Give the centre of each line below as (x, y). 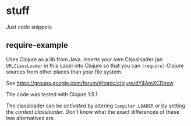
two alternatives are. (31, 118)
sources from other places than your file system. (64, 72)
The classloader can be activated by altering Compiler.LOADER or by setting (95, 106)
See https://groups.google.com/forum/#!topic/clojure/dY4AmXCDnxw (90, 83)
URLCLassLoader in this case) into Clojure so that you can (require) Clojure (95, 65)
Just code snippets (29, 27)
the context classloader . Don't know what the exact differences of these (93, 111)
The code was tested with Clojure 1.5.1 (52, 94)
